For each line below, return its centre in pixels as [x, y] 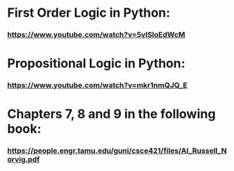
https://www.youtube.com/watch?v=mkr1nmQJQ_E [97, 85]
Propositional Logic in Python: [96, 64]
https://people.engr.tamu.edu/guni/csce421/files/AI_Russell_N [117, 151]
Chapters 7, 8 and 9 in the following [111, 114]
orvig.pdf [24, 160]
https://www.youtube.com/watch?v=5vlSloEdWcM [96, 35]
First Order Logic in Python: [89, 13]
